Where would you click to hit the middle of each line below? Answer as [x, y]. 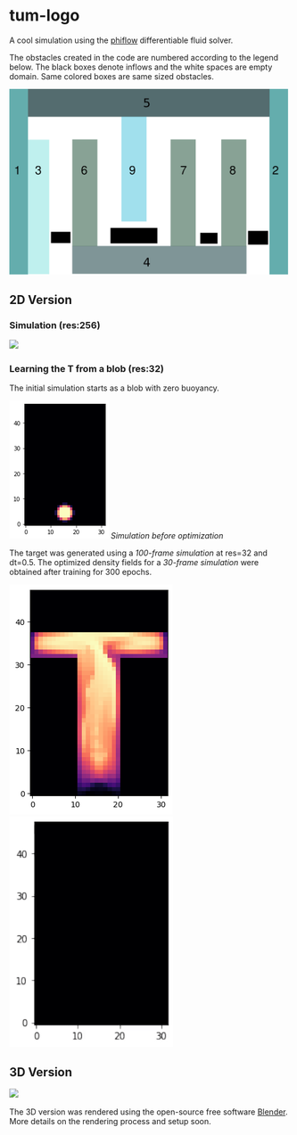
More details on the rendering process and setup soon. [110, 1122]
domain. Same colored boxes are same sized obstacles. [111, 76]
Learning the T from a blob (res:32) [87, 369]
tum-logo [45, 16]
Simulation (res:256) [55, 325]
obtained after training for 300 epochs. [81, 572]
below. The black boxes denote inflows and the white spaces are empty [141, 67]
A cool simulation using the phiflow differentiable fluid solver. [121, 40]
